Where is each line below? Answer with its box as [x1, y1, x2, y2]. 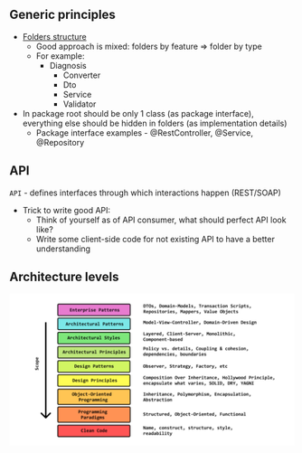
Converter [62, 70, 101, 80]
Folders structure [22, 31, 88, 42]
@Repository [35, 137, 85, 147]
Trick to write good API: [22, 204, 111, 215]
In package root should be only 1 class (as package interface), [22, 108, 255, 118]
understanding [35, 243, 91, 254]
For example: [35, 50, 85, 61]
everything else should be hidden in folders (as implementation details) [22, 118, 288, 128]
